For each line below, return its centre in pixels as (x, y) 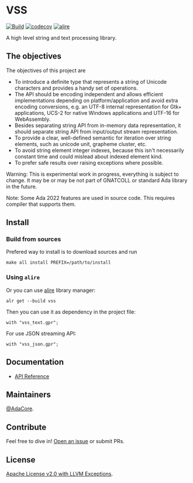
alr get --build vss (31, 301)
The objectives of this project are (46, 70)
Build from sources (34, 239)
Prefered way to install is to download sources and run (72, 252)
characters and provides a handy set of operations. (76, 88)
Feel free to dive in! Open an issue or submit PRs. (65, 441)
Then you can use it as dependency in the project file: (71, 312)
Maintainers (29, 394)
